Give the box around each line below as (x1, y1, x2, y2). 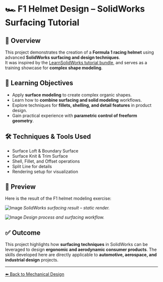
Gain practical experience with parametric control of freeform (12, 113, 137, 118)
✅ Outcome (5, 228, 41, 237)
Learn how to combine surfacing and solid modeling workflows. (12, 97, 142, 103)
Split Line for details (12, 163, 52, 169)
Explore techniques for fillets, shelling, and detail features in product (12, 102, 152, 108)
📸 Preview (5, 183, 36, 191)
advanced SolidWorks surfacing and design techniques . (5, 55, 120, 60)
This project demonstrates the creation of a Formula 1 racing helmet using (5, 49, 154, 55)
